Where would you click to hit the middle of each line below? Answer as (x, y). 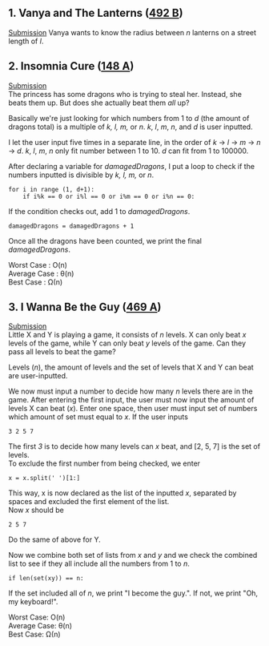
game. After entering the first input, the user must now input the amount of (131, 400)
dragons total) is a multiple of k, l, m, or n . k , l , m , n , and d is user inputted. (131, 127)
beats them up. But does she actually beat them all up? (99, 103)
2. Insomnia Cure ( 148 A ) (71, 66)
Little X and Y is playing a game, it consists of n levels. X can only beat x (127, 335)
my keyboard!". (33, 602)
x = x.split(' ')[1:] (44, 478)
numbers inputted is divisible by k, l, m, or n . (81, 175)
